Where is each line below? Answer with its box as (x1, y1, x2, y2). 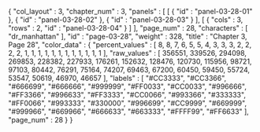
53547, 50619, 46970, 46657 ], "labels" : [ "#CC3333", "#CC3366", (8, 74, 227, 82)
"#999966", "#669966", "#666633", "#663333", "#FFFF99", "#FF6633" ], (8, 107, 250, 116)
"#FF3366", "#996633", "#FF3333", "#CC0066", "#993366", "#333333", (8, 90, 247, 99)
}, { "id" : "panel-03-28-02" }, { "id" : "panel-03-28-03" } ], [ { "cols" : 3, (8, 15, 243, 24)
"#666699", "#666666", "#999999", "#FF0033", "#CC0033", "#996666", (8, 82, 247, 91)
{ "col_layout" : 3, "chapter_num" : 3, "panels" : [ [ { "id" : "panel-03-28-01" (8, 7, 253, 16)
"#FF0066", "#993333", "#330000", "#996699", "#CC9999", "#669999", (8, 98, 247, 108)
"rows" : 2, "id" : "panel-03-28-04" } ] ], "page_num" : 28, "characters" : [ (8, 24, 248, 32)
